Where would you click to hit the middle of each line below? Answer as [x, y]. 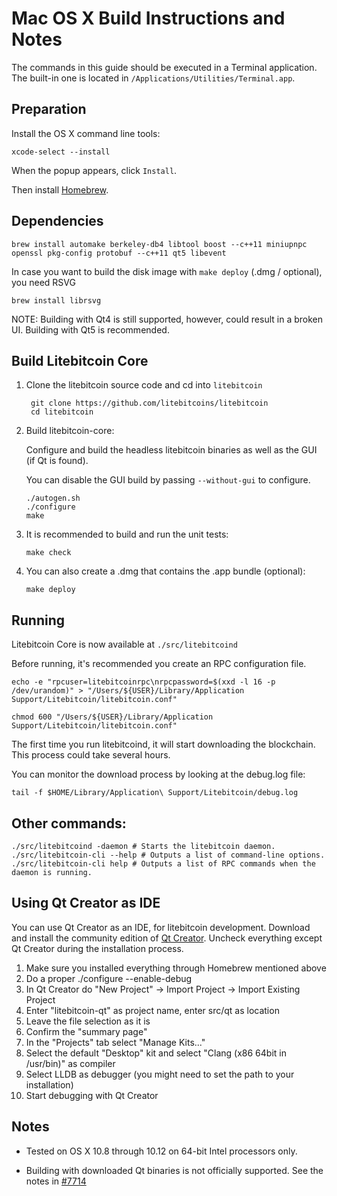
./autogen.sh [53, 498]
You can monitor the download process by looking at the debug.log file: [158, 774]
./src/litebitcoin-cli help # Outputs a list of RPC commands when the [163, 864]
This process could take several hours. [91, 755]
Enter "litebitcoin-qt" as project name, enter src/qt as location [152, 1010]
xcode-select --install [61, 152]
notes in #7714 [56, 1181]
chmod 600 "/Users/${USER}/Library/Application [112, 717]
